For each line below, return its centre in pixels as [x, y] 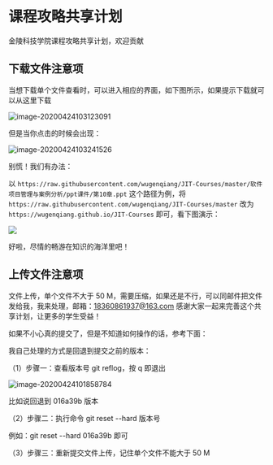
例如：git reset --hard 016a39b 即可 [68, 435]
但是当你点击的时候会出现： [55, 133]
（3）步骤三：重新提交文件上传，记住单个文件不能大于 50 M [109, 453]
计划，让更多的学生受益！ [58, 316]
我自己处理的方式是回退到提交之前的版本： [80, 350]
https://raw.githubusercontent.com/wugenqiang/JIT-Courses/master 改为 [131, 203]
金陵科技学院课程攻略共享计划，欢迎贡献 [76, 41]
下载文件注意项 [46, 69]
